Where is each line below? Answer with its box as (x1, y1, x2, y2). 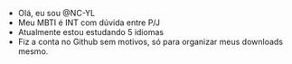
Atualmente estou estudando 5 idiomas (17, 27, 165, 37)
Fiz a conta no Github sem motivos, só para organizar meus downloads (17, 36, 283, 47)
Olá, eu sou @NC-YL (17, 8, 96, 18)
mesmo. (17, 46, 49, 57)
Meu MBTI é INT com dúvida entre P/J (17, 17, 161, 28)
